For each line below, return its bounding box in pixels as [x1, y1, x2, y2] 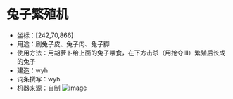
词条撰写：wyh [16, 74, 61, 83]
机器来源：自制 [16, 84, 61, 92]
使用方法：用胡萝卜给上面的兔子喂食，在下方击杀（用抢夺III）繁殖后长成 [16, 48, 226, 57]
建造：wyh [16, 66, 49, 74]
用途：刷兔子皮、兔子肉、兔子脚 [16, 39, 110, 48]
